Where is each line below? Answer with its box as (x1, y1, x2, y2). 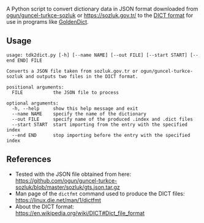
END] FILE (17, 57, 43, 64)
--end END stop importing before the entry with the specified (12, 132, 191, 138)
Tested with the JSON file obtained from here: (15, 170, 132, 178)
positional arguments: (6, 84, 64, 90)
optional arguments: (6, 100, 59, 106)
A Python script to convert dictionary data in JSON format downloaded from (6, 5, 198, 12)
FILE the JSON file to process (12, 89, 119, 95)
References (6, 154, 51, 164)
